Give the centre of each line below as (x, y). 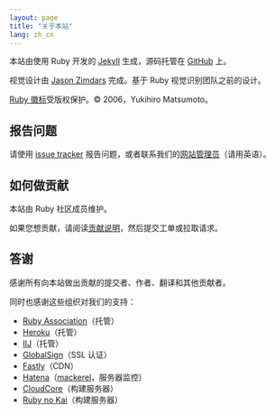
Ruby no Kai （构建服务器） (73, 400)
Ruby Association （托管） (70, 320)
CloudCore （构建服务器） (70, 388)
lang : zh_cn (32, 34)
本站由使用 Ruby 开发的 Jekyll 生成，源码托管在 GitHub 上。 (120, 61)
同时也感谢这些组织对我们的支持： (73, 301)
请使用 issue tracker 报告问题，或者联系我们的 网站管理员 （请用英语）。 (140, 154)
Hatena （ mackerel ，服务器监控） (84, 377)
